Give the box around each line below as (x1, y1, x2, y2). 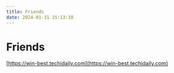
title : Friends (6, 8, 44, 15)
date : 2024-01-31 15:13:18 (6, 14, 74, 20)
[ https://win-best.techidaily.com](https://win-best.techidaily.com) (6, 60, 169, 67)
